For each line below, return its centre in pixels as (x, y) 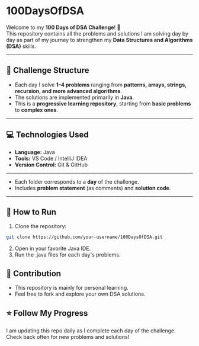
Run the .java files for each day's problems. (68, 255)
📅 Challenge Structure (48, 70)
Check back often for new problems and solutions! (68, 337)
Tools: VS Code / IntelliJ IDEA (51, 158)
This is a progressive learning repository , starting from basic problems (103, 103)
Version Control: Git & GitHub (51, 165)
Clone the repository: (41, 226)
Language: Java (35, 152)
